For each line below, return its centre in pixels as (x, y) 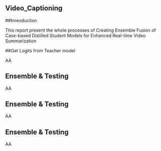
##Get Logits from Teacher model (40, 50)
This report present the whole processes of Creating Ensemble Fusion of (80, 30)
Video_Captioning (34, 8)
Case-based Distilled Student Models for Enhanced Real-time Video (75, 35)
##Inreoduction (21, 20)
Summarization (21, 41)
